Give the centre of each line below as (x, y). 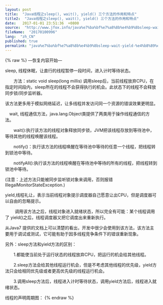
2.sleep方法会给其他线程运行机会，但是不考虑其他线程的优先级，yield (83, 265)
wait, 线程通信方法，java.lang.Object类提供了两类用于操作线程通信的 (77, 114)
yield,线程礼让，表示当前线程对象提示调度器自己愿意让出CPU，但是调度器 (79, 195)
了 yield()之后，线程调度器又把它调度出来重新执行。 (57, 217)
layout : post (18, 9)
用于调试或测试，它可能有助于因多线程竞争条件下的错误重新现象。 (75, 233)
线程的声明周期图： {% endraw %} (40, 298)
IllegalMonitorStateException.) (35, 185)
